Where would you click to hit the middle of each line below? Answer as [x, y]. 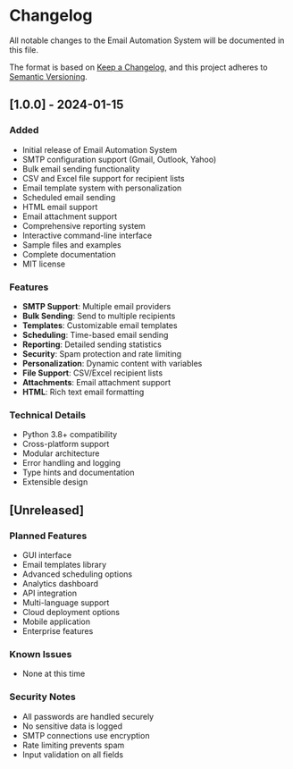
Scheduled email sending [69, 197]
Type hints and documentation [78, 473]
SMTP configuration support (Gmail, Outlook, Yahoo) [119, 159]
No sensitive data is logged [72, 726]
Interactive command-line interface [87, 235]
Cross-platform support [66, 444]
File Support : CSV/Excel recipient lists [92, 373]
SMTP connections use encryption [86, 735]
